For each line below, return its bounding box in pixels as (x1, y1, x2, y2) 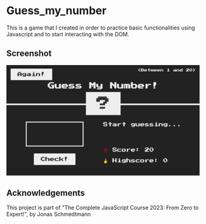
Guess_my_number (6, 4, 107, 18)
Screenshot (6, 48, 52, 59)
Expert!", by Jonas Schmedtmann (6, 210, 91, 218)
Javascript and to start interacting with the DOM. (6, 30, 130, 37)
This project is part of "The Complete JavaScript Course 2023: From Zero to (6, 204, 199, 211)
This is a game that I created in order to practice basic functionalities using (6, 24, 195, 31)
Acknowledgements (6, 188, 85, 198)
